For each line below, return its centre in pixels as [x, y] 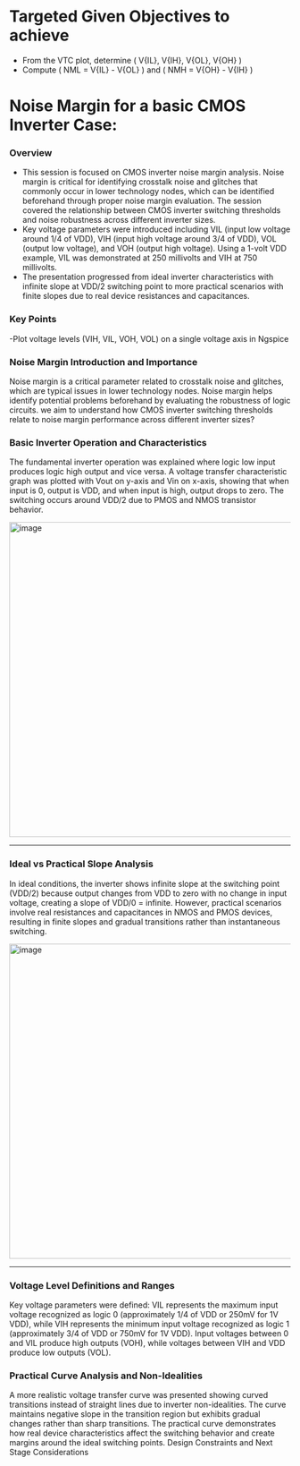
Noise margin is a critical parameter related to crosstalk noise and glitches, [146, 381]
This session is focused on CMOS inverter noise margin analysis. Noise [153, 173]
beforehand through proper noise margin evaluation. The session [142, 201]
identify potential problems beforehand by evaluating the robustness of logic [150, 401]
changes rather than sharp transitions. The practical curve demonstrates [143, 1424]
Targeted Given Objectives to [120, 17]
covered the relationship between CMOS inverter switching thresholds [151, 210]
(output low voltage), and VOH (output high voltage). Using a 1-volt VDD [154, 249]
